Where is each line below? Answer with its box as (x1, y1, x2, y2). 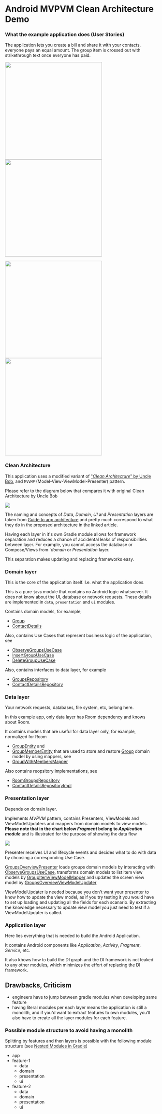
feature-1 (12, 1058, 30, 1063)
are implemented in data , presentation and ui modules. (5, 599, 116, 605)
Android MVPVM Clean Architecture (5, 3, 154, 15)
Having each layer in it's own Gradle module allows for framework (5, 531, 136, 537)
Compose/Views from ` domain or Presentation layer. (5, 547, 110, 552)
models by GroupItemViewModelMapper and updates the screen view (5, 874, 145, 880)
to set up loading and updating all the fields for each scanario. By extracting (5, 899, 156, 905)
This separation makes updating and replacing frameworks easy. (5, 556, 134, 562)
